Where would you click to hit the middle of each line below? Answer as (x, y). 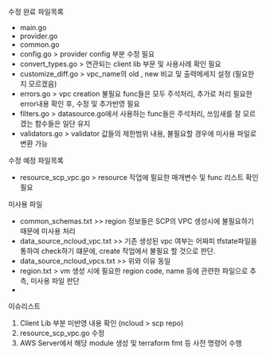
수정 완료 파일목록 (36, 12)
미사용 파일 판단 (55, 281)
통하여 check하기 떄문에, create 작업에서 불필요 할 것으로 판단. (117, 251)
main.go (33, 27)
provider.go (39, 36)
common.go (39, 45)
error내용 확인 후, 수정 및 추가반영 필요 (80, 103)
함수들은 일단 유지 (63, 123)
